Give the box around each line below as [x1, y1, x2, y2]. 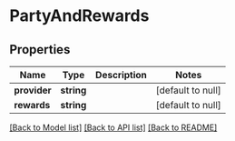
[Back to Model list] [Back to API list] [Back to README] [9, 122, 218, 133]
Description [94, 69, 148, 81]
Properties [9, 42, 71, 57]
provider [14, 84, 52, 96]
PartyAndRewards [9, 5, 150, 26]
